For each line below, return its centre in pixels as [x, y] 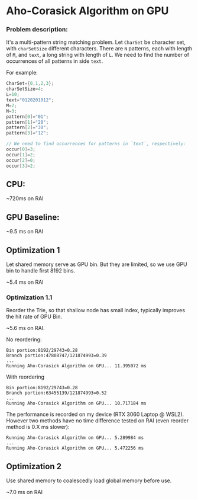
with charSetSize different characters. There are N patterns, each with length [99, 49]
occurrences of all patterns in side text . [55, 61]
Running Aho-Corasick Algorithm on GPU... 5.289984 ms [75, 438]
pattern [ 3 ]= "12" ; [27, 133]
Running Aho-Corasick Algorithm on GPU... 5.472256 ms [75, 448]
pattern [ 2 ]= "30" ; [27, 128]
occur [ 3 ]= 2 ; [21, 166]
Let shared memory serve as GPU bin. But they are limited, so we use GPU [97, 264]
